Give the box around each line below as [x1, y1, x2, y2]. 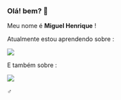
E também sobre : [7, 61, 57, 69]
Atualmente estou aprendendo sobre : [7, 35, 115, 43]
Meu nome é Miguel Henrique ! [7, 22, 96, 30]
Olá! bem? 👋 [7, 6, 48, 16]
